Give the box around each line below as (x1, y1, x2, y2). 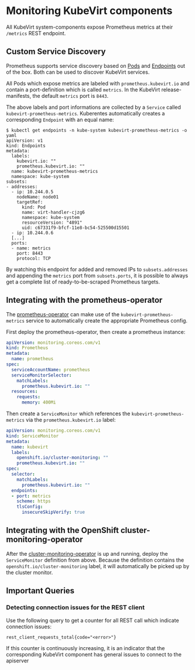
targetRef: (16, 199, 43, 205)
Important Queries (6, 586, 75, 596)
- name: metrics (11, 245, 51, 251)
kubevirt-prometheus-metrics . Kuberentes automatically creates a (6, 110, 165, 117)
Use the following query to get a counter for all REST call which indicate (6, 617, 180, 624)
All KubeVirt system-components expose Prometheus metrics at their (6, 23, 173, 30)
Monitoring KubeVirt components (6, 4, 173, 18)
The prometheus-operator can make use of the (6, 310, 120, 317)
